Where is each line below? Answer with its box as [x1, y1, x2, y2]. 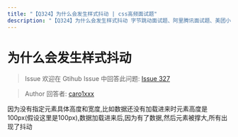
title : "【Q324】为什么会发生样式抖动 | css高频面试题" [7, 10, 158, 18]
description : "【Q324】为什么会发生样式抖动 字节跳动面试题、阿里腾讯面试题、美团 [7, 17, 226, 24]
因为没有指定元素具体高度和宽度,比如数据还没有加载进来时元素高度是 [7, 104, 208, 114]
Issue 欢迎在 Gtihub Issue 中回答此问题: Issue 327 [24, 75, 171, 83]
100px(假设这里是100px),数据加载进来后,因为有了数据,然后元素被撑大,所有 [7, 114, 222, 122]
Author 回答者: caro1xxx [24, 89, 94, 98]
